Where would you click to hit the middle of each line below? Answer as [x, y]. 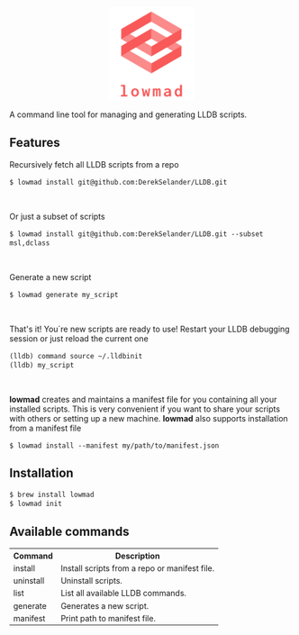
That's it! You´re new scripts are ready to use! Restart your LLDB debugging [149, 329]
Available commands [69, 531]
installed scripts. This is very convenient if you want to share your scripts [145, 409]
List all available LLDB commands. [124, 594]
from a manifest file [45, 428]
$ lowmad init [36, 504]
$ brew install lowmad [52, 495]
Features [35, 143]
